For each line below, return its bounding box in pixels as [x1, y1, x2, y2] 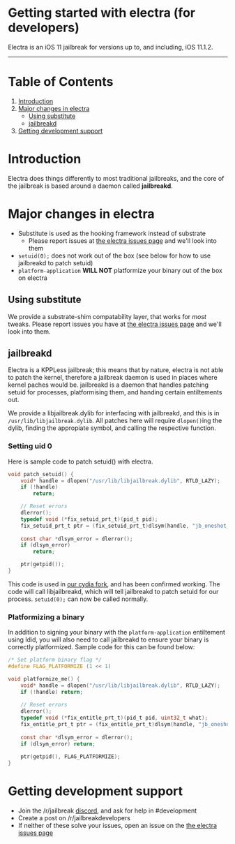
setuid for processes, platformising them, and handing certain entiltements [8, 388, 222, 397]
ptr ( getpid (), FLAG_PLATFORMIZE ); [20, 753, 121, 760]
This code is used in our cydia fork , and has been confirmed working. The [8, 579, 220, 588]
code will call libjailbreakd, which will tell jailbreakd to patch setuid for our [8, 587, 219, 595]
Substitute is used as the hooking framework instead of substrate [17, 229, 206, 237]
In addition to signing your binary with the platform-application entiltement [8, 628, 226, 637]
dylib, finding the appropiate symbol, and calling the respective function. [8, 424, 217, 432]
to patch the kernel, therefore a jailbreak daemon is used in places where [8, 373, 218, 382]
